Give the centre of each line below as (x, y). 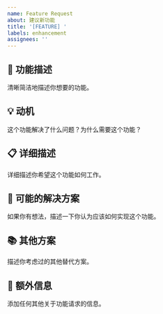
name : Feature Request (40, 14)
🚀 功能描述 (30, 69)
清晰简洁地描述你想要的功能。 (50, 87)
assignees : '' (28, 40)
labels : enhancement (37, 33)
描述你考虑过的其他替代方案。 (50, 262)
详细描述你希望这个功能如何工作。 (56, 174)
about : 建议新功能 (31, 20)
